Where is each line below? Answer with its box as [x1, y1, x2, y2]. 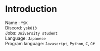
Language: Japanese [5, 35, 46, 41]
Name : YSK [5, 20, 28, 25]
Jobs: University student [5, 30, 58, 36]
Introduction [5, 3, 57, 15]
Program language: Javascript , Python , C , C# [5, 40, 95, 46]
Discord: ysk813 [5, 25, 37, 30]
